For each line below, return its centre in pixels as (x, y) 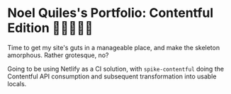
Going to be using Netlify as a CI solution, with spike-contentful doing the (116, 69)
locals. (17, 83)
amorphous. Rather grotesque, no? (58, 55)
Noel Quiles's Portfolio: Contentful (111, 13)
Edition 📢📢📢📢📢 (50, 28)
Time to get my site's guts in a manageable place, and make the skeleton (114, 47)
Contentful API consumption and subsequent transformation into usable (112, 76)
